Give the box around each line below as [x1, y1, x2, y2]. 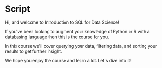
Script [5, 3, 30, 14]
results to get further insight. [5, 48, 62, 54]
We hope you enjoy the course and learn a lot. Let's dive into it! [5, 57, 131, 63]
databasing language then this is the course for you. [5, 34, 109, 40]
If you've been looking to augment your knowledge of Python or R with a [5, 28, 150, 34]
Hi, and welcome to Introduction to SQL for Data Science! [5, 19, 120, 25]
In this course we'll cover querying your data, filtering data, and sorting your [5, 43, 157, 49]
